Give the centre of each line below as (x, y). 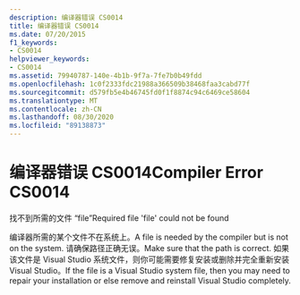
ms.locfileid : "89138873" (57, 126)
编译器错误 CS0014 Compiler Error (137, 173)
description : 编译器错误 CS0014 (66, 17)
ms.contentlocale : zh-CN (56, 109)
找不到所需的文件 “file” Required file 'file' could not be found (120, 218)
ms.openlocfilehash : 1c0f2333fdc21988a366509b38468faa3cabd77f (130, 84)
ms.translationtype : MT (54, 101)
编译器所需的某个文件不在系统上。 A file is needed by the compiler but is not (149, 237)
